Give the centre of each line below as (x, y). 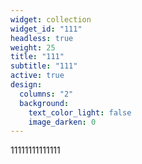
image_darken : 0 (62, 122)
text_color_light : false (80, 112)
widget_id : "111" (46, 29)
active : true (37, 76)
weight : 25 (33, 47)
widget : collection (51, 19)
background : (44, 103)
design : (26, 85)
